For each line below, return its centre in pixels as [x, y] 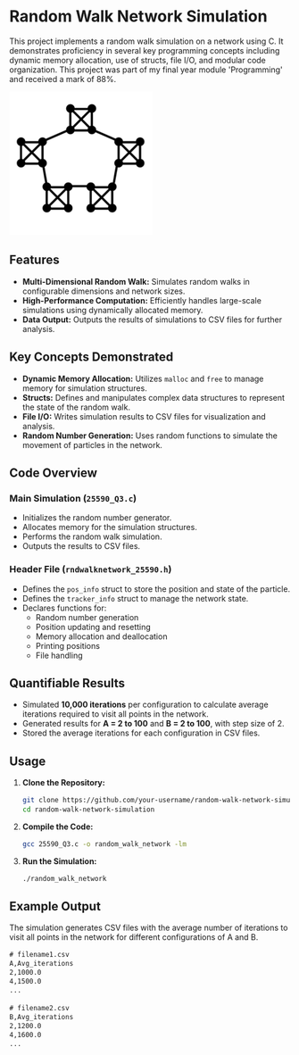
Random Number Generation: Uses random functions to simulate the [150, 436]
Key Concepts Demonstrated [91, 357]
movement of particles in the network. [92, 444]
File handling [59, 655]
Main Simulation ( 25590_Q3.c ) [73, 498]
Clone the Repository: [63, 783]
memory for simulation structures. [84, 388]
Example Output [55, 906]
